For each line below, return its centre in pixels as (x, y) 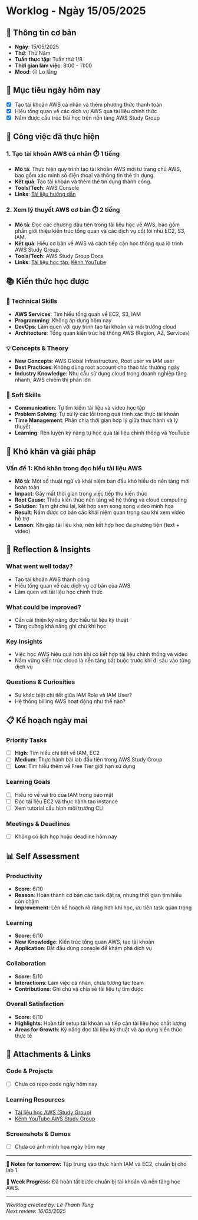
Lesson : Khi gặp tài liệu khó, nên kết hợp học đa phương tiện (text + (97, 525)
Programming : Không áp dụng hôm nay (63, 320)
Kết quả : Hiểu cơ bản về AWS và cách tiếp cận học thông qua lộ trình (99, 243)
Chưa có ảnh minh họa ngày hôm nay (60, 1147)
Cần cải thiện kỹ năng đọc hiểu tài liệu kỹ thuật (71, 619)
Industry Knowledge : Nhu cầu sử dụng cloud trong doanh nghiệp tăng (101, 373)
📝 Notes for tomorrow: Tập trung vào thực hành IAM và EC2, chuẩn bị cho (96, 1164)
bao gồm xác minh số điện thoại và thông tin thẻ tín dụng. (85, 175)
